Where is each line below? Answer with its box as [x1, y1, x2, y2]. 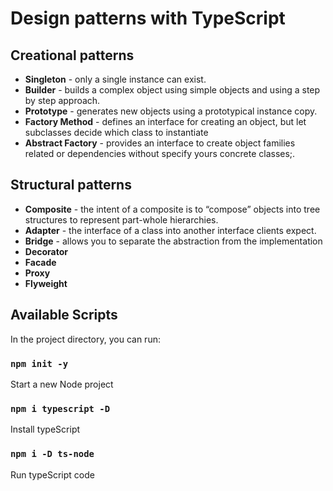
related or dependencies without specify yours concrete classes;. [24, 148, 296, 159]
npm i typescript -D [10, 403, 111, 414]
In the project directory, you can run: [10, 333, 161, 345]
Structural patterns [10, 177, 132, 194]
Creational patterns [10, 47, 135, 64]
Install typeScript [10, 423, 81, 436]
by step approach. [24, 95, 101, 106]
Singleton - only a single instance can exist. [24, 73, 207, 85]
